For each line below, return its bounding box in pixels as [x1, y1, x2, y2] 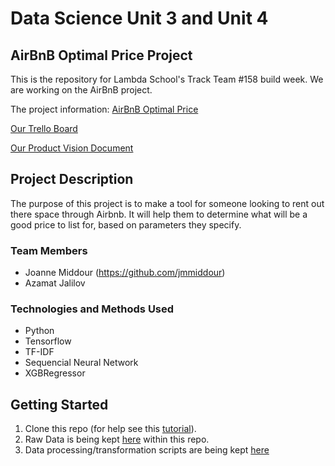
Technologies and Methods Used [10, 302, 175, 316]
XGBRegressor [24, 367, 86, 379]
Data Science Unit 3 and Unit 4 [10, 7, 269, 30]
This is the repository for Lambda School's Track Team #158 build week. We [10, 73, 324, 85]
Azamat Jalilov [24, 277, 86, 289]
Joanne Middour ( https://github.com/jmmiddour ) [24, 267, 226, 279]
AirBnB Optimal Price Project [10, 47, 193, 64]
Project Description [10, 171, 134, 188]
